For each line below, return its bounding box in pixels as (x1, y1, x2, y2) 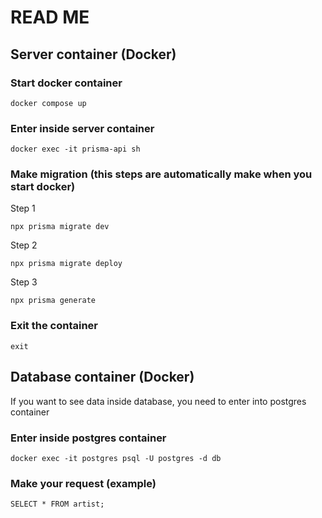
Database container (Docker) (10, 369, 195, 386)
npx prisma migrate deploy (10, 259, 123, 269)
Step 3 (10, 276, 38, 288)
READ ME (10, 6, 90, 29)
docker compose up (10, 98, 87, 108)
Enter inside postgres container (10, 431, 167, 445)
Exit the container (10, 319, 98, 333)
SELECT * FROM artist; (10, 499, 105, 510)
